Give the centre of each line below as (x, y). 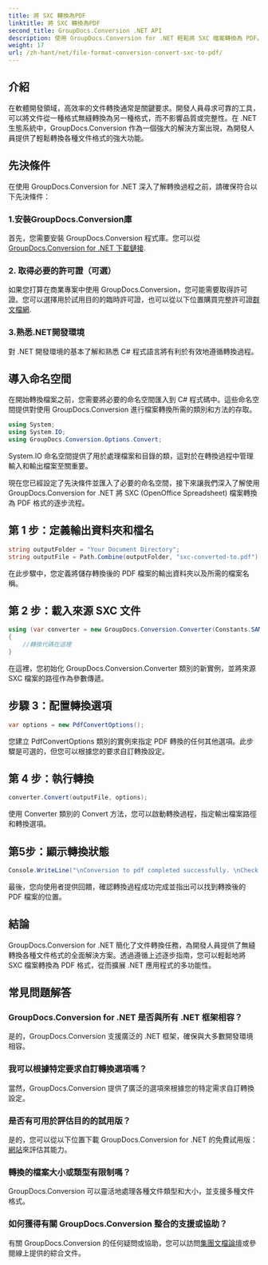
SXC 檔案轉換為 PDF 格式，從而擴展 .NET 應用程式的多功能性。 (112, 965)
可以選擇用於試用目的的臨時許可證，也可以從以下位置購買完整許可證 (141, 300)
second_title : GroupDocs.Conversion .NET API (85, 30)
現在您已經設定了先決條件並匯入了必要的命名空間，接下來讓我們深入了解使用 (134, 483)
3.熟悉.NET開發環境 (47, 333)
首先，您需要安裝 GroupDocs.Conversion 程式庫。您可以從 (104, 237)
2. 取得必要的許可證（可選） (62, 270)
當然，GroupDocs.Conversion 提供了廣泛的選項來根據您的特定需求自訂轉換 (132, 1087)
